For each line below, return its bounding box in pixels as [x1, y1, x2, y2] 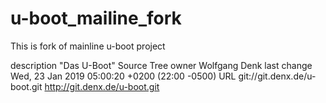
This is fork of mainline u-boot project [10, 40, 166, 52]
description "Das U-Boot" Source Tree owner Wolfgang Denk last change [10, 59, 313, 71]
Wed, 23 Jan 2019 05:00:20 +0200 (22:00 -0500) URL [10, 70, 237, 82]
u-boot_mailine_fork [10, 7, 182, 30]
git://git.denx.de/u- [238, 70, 317, 82]
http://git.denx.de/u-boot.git [44, 80, 160, 92]
